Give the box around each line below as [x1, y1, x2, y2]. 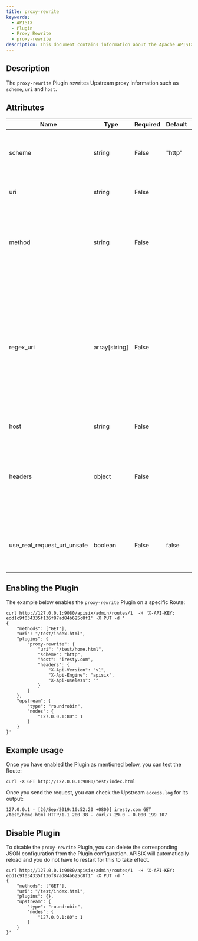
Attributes [6, 103, 44, 113]
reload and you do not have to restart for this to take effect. [6, 856, 150, 863]
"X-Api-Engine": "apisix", [48, 672, 115, 679]
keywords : [6, 14, 31, 20]
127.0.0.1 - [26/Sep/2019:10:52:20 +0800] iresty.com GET [6, 807, 151, 813]
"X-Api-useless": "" [48, 677, 99, 683]
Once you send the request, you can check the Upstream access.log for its [6, 789, 189, 796]
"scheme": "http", [37, 651, 83, 658]
